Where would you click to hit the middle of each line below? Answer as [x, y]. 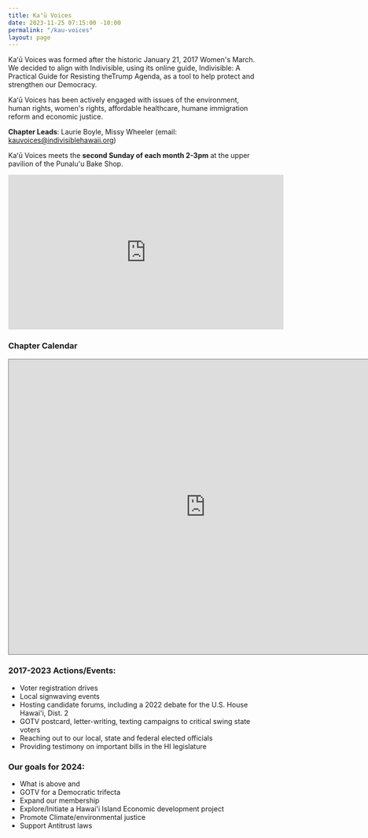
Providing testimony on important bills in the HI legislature [113, 746]
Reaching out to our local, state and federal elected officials [116, 738]
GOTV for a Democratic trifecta [70, 792]
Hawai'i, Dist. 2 [44, 713]
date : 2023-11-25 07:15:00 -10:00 [65, 23]
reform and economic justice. [56, 117]
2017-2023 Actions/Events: [62, 671]
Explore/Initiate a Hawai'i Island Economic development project [121, 809]
